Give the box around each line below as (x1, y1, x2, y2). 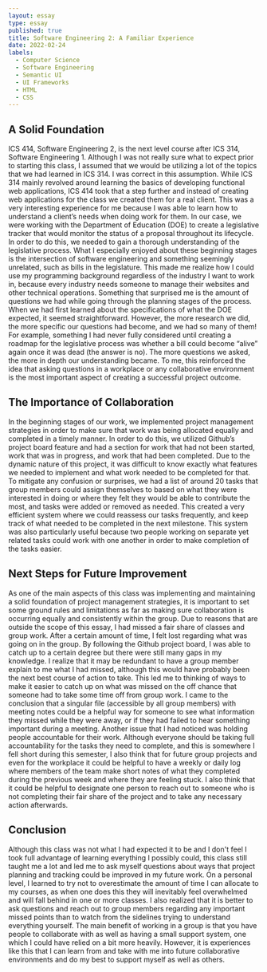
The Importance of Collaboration (8, 395, 174, 409)
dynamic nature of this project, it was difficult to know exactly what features (8, 459, 257, 469)
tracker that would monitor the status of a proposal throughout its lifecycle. (8, 229, 254, 238)
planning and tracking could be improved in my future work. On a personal (8, 870, 253, 880)
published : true (8, 26, 62, 34)
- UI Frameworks (15, 78, 69, 86)
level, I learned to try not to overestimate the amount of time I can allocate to (8, 878, 259, 887)
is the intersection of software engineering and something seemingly (8, 254, 234, 264)
